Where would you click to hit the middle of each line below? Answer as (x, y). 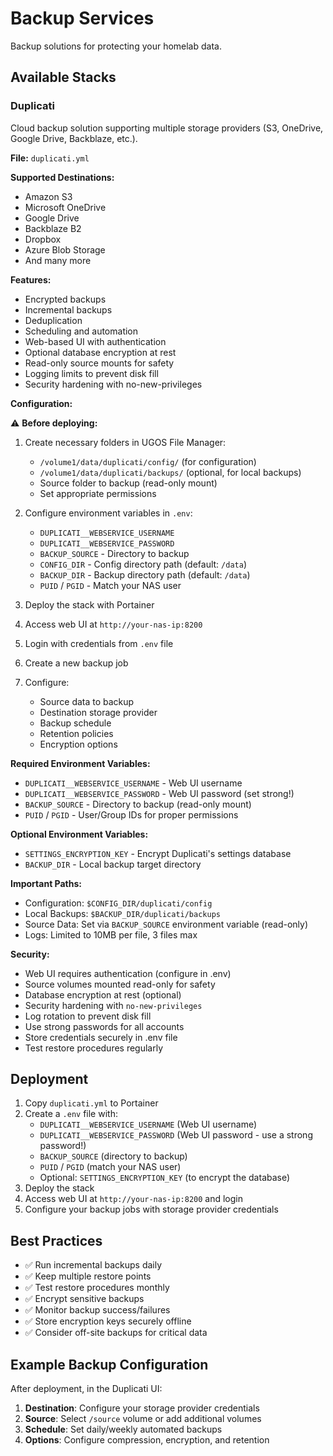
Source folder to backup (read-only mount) (128, 483)
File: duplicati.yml (50, 158)
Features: (31, 279)
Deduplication (53, 320)
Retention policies (76, 733)
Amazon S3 (48, 196)
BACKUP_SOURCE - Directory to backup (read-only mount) (138, 804)
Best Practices (56, 1240)
